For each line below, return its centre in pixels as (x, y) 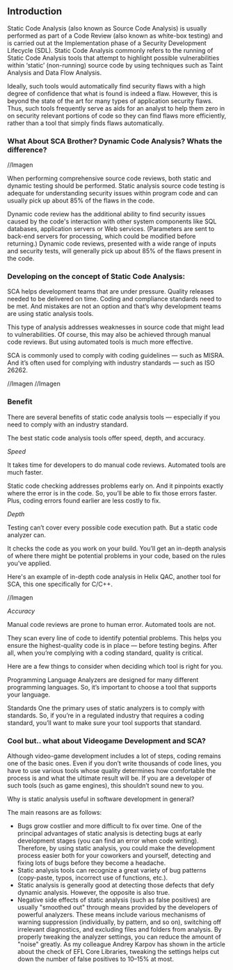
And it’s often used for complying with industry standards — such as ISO (111, 363)
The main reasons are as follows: (55, 812)
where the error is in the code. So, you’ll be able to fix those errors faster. (112, 493)
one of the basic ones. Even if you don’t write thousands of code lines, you (114, 763)
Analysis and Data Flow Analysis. (55, 72)
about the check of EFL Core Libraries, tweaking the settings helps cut (118, 952)
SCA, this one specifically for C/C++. (60, 584)
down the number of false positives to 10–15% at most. (95, 959)
